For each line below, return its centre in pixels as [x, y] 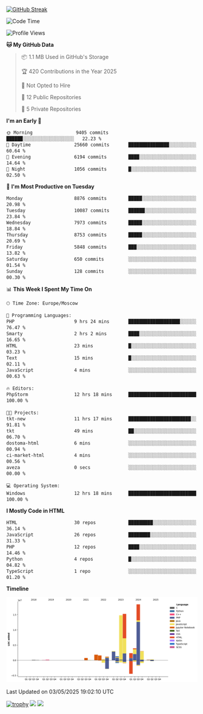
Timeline [18, 589]
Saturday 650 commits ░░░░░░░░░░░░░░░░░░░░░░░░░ [101, 259]
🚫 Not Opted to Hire [46, 85]
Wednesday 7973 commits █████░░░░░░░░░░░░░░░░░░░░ [101, 223]
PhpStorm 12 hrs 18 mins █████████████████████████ [101, 395]
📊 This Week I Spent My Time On [49, 289]
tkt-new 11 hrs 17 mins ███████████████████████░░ [101, 419]
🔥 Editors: [20, 389]
